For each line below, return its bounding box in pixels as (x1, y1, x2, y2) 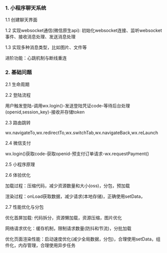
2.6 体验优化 (5, 172, 31, 178)
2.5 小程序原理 (5, 161, 35, 167)
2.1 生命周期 (5, 81, 30, 87)
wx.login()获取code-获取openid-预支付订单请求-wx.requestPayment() (5, 151, 149, 157)
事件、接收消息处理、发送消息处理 (5, 34, 76, 40)
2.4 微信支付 (5, 140, 31, 146)
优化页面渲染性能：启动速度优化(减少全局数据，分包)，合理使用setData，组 (5, 236, 160, 242)
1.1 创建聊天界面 (5, 17, 38, 23)
